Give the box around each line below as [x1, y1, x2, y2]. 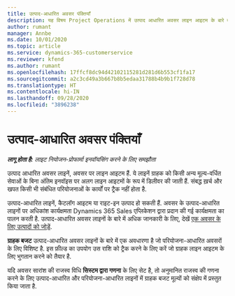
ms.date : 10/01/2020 [7, 36, 68, 43]
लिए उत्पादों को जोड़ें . [7, 222, 52, 231]
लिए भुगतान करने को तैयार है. [7, 252, 72, 260]
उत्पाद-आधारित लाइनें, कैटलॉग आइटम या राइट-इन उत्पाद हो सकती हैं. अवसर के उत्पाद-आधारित [7, 199, 220, 207]
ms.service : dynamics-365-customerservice [7, 50, 133, 57]
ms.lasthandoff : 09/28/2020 [7, 95, 90, 102]
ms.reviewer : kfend [7, 56, 64, 63]
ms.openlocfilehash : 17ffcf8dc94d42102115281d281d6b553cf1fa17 [7, 69, 196, 76]
